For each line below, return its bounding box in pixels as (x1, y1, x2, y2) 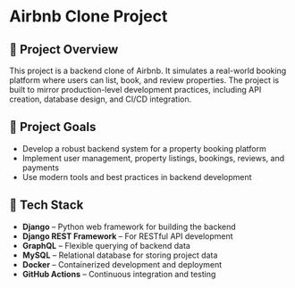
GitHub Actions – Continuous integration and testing (21, 268, 216, 279)
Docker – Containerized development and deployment (21, 259, 223, 269)
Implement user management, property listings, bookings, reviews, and (21, 152, 284, 163)
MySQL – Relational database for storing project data (21, 250, 218, 260)
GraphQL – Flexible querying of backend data (21, 240, 190, 251)
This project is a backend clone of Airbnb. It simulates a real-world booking (9, 65, 287, 76)
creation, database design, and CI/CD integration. (9, 94, 192, 104)
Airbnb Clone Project (9, 6, 168, 27)
